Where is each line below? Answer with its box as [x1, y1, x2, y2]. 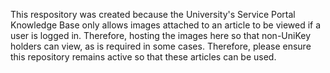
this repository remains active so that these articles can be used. [10, 51, 277, 63]
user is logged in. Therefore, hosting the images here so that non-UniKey [10, 30, 312, 41]
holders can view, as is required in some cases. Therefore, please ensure [10, 40, 312, 52]
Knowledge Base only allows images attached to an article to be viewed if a [10, 19, 322, 31]
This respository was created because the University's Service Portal [10, 9, 296, 20]
